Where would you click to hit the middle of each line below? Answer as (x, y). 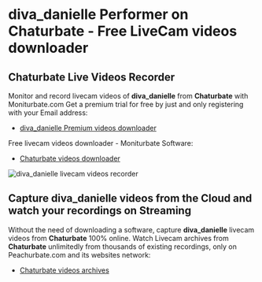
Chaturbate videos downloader (70, 158)
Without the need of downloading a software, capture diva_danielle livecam (131, 229)
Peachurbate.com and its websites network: (79, 254)
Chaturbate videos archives (65, 270)
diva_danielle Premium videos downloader (88, 128)
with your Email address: (48, 113)
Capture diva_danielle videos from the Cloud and (130, 199)
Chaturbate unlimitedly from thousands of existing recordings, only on (123, 247)
